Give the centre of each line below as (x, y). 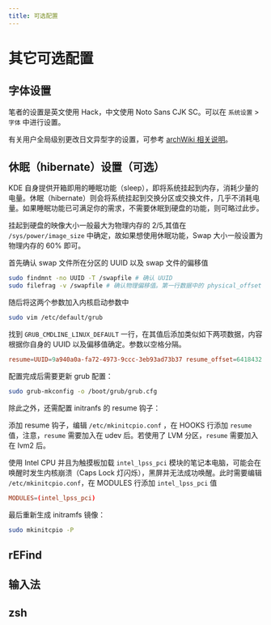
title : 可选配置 (33, 16)
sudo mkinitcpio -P (41, 530)
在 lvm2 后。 (30, 445)
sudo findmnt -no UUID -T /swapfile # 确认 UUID (91, 278)
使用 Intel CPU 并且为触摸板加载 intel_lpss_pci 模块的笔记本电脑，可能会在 (135, 462)
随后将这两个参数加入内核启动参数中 (69, 302)
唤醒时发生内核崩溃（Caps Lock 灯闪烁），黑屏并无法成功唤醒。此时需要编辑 (135, 472)
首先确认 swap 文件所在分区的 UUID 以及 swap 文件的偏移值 (108, 263)
